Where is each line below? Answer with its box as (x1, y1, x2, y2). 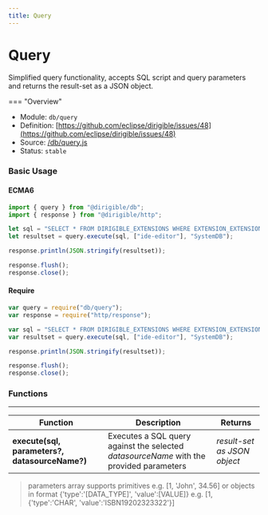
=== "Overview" (8, 97, 62, 106)
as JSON (216, 446, 250, 457)
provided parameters (107, 461, 187, 472)
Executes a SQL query (107, 430, 191, 442)
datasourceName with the (107, 450, 206, 462)
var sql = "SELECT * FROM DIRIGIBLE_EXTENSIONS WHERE (8, 325, 191, 334)
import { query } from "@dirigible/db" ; (8, 203, 145, 212)
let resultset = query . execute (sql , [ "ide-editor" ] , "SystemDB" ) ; (8, 232, 234, 240)
